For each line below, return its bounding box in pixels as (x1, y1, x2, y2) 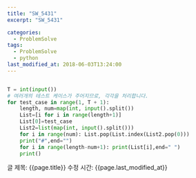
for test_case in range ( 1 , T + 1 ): (7, 99, 110, 106)
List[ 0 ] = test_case (19, 118, 72, 125)
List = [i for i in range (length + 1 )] (19, 112, 122, 119)
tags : (7, 42, 23, 49)
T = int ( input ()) (7, 86, 57, 93)
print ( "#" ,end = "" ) (19, 137, 72, 144)
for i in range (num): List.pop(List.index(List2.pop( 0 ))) (19, 130, 190, 138)
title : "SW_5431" (7, 10, 57, 17)
